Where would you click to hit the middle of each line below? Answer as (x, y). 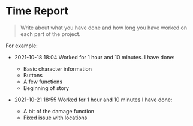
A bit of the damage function (58, 111)
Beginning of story (46, 88)
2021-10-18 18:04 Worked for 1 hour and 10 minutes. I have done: (94, 57)
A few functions (43, 82)
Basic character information (58, 69)
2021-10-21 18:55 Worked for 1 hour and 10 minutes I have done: (93, 100)
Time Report (37, 11)
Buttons (33, 75)
